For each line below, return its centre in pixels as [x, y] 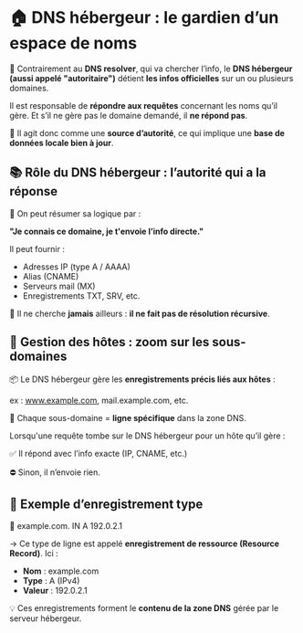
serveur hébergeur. [46, 618]
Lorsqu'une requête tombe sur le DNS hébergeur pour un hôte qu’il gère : [147, 436]
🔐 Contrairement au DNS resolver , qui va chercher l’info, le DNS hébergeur [151, 69]
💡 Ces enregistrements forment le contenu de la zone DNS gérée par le [144, 608]
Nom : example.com [61, 571]
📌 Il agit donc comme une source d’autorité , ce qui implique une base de [147, 132]
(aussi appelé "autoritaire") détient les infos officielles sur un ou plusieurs [151, 78]
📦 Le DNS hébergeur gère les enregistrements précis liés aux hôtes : [142, 379]
